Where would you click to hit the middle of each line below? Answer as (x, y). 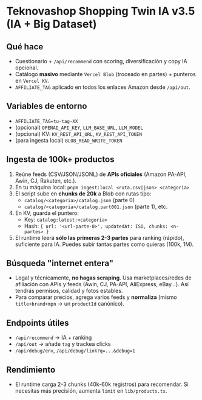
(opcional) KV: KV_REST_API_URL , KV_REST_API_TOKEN (79, 134)
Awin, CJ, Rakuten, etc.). (46, 180)
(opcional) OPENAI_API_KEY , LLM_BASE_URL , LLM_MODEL (79, 127)
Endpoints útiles (38, 323)
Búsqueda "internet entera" (60, 263)
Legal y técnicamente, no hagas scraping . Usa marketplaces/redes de (103, 278)
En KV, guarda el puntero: (47, 213)
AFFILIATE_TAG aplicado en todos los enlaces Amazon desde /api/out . (103, 87)
